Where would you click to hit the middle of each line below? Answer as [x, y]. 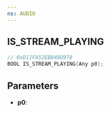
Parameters [33, 86]
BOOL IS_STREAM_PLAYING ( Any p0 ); [55, 64]
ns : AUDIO [22, 14]
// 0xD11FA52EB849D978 [40, 58]
